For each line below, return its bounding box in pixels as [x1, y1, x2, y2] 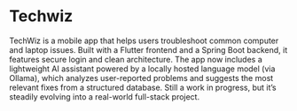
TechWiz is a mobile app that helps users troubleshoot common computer [9, 35, 279, 46]
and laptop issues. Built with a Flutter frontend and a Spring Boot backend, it [9, 44, 288, 55]
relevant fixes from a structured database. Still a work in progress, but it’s [9, 82, 277, 92]
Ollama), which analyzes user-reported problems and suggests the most [9, 72, 274, 83]
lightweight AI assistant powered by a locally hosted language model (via [9, 63, 276, 74]
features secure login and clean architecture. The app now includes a [9, 54, 263, 64]
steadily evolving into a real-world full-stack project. [9, 91, 200, 102]
